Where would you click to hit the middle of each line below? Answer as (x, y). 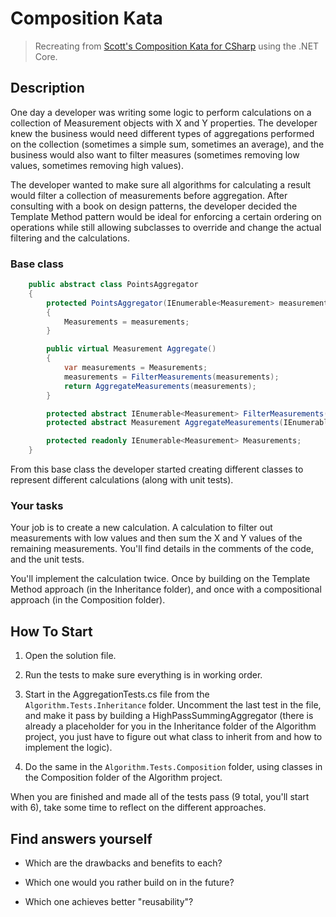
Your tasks (37, 505)
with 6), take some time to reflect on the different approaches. (138, 808)
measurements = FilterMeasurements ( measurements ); (171, 377)
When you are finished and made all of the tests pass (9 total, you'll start (160, 797)
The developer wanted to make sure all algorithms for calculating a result (161, 184)
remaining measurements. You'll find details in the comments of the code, (162, 549)
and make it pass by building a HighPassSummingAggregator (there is (169, 716)
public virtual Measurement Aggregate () (131, 349)
